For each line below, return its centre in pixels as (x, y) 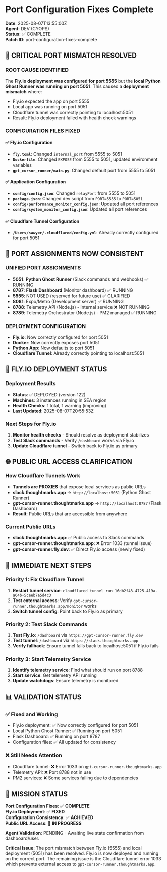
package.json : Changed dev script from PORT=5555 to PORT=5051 (77, 198)
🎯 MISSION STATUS (37, 794)
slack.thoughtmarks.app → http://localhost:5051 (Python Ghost (82, 492)
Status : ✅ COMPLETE (28, 34)
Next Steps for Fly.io (31, 424)
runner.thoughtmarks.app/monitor (48, 606)
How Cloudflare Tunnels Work (43, 476)
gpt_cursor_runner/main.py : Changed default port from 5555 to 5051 (84, 170)
